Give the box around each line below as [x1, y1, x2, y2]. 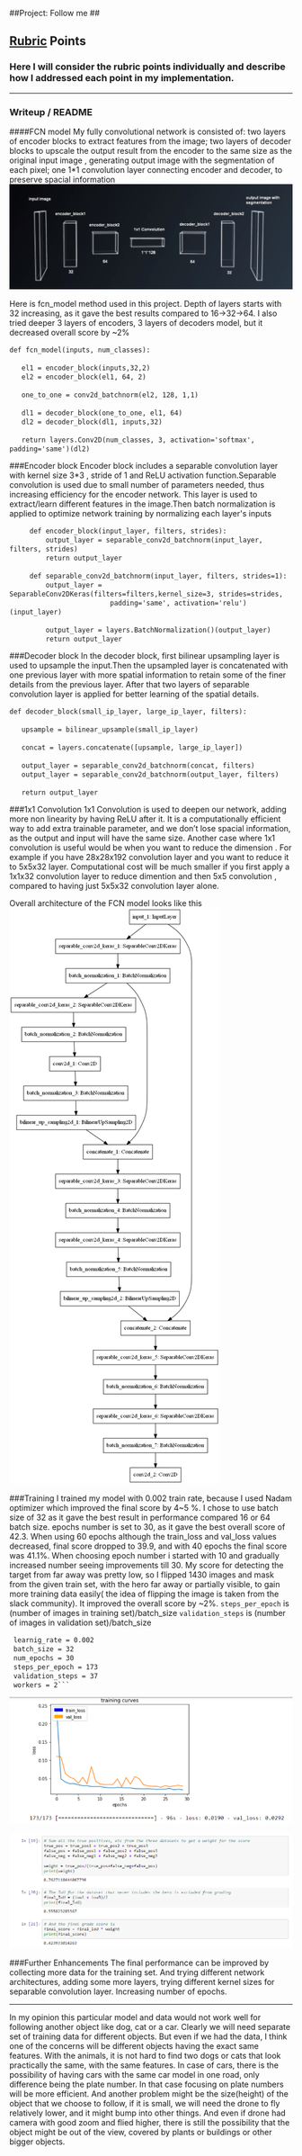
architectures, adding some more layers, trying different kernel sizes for [9, 1976, 275, 1987]
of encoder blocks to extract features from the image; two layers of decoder [9, 135, 292, 147]
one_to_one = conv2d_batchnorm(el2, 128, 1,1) [21, 391, 200, 400]
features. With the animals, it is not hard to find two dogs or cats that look [9, 2050, 281, 2061]
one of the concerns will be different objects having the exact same [9, 2040, 259, 2051]
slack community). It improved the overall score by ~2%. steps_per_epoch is [9, 1597, 289, 1609]
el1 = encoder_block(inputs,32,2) [21, 364, 151, 373]
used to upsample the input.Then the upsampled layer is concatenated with [9, 660, 289, 670]
